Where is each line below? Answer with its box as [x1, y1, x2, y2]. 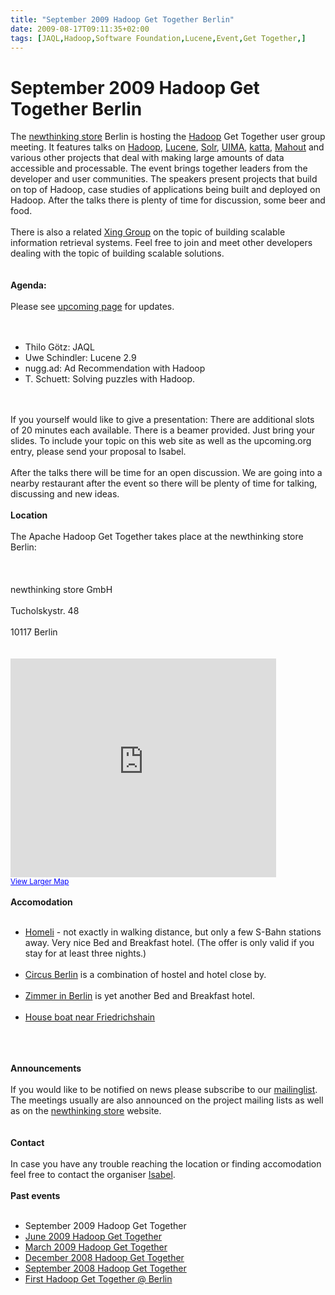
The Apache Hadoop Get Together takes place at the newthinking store [10, 531, 304, 543]
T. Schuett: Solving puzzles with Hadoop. [24, 373, 196, 385]
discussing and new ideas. [10, 488, 120, 500]
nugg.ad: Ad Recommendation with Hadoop [24, 362, 206, 375]
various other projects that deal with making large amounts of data [10, 152, 285, 164]
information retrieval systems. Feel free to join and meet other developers [10, 237, 313, 249]
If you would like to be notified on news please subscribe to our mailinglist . [10, 1084, 318, 1096]
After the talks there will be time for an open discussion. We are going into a [10, 467, 323, 479]
